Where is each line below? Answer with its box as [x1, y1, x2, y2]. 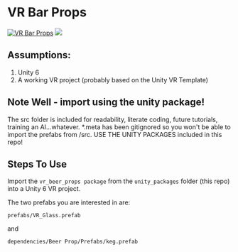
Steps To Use [7, 158, 67, 170]
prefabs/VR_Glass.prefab [7, 212, 81, 219]
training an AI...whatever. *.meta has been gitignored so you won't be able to [7, 122, 231, 131]
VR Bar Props [7, 4, 87, 21]
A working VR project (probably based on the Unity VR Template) [17, 75, 208, 84]
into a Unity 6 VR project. [7, 185, 81, 193]
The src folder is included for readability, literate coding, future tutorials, [7, 115, 218, 124]
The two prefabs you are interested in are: [7, 198, 131, 207]
